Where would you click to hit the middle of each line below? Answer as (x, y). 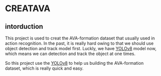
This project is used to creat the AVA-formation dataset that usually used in (80, 38)
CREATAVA (28, 9)
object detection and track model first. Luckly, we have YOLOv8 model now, (81, 48)
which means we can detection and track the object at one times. (70, 54)
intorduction (24, 27)
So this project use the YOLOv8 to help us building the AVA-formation (74, 63)
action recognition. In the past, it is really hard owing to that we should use (79, 43)
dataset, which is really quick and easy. (44, 68)
